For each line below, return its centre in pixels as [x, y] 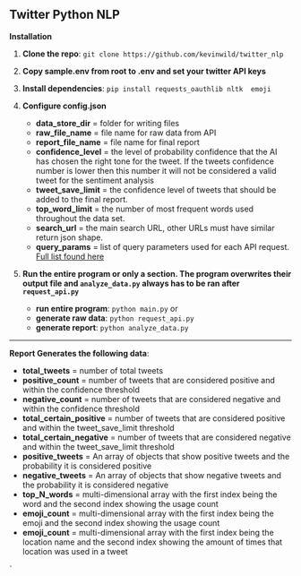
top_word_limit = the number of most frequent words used [144, 209]
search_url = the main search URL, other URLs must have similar [155, 228]
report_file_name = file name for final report [117, 142]
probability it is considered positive [87, 466]
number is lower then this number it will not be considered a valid [156, 170]
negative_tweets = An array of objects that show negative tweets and [152, 475]
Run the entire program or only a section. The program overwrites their [157, 273]
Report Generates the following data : [79, 353]
